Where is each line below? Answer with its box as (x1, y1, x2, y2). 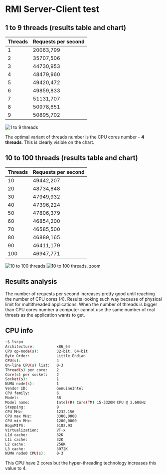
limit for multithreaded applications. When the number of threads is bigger (5, 301, 158, 307)
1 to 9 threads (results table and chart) (5, 23, 126, 32)
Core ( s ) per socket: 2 (5, 372, 59, 377)
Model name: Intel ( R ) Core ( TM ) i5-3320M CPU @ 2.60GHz (5, 400, 146, 405)
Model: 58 (5, 395, 61, 400)
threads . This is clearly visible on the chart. (5, 139, 95, 145)
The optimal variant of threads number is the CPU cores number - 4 (5, 134, 145, 140)
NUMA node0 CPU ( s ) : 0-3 (5, 451, 64, 456)
